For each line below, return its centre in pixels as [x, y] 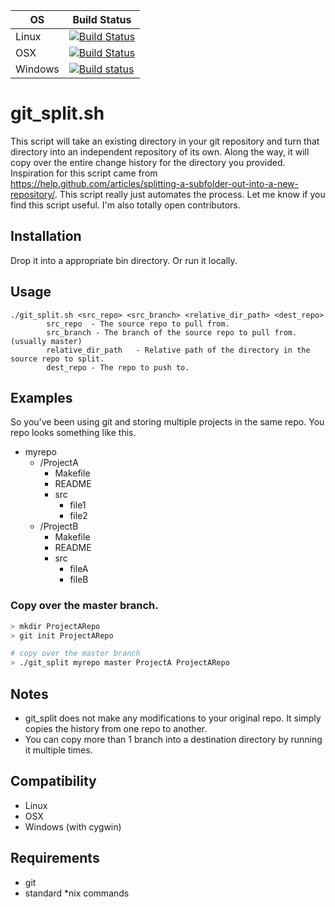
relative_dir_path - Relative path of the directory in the [178, 350]
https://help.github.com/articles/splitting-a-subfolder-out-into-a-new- [155, 183]
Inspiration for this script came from [84, 173]
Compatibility [53, 781]
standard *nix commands [77, 893]
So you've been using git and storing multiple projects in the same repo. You [167, 422]
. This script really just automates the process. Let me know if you [190, 194]
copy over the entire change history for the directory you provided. [148, 162]
